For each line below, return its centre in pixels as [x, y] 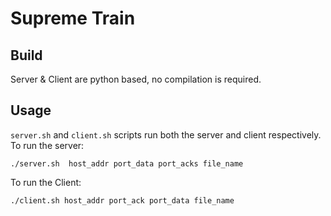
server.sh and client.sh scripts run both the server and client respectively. [166, 134]
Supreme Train [73, 18]
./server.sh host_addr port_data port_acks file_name [127, 163]
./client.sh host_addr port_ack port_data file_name [122, 200]
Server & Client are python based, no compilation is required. [136, 79]
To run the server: [47, 145]
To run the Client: [46, 182]
